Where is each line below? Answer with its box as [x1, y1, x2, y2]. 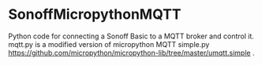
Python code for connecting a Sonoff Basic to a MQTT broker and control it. [8, 31, 255, 41]
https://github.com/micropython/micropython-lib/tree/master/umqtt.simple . [8, 48, 255, 57]
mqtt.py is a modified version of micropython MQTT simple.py [8, 39, 210, 49]
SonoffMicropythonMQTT [8, 5, 182, 23]
